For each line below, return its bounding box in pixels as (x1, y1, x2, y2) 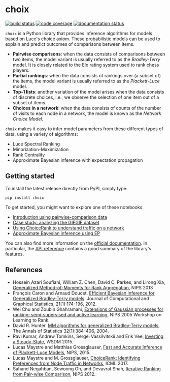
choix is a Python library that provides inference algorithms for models (5, 30, 152, 36)
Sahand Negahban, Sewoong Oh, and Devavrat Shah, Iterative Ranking (12, 365, 161, 372)
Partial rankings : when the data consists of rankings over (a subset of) (12, 72, 161, 78)
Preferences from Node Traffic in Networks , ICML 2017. (12, 360, 128, 366)
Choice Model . (12, 115, 44, 122)
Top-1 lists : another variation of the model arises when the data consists (12, 89, 164, 95)
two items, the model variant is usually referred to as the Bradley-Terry (12, 56, 161, 62)
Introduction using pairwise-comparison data (12, 214, 108, 220)
